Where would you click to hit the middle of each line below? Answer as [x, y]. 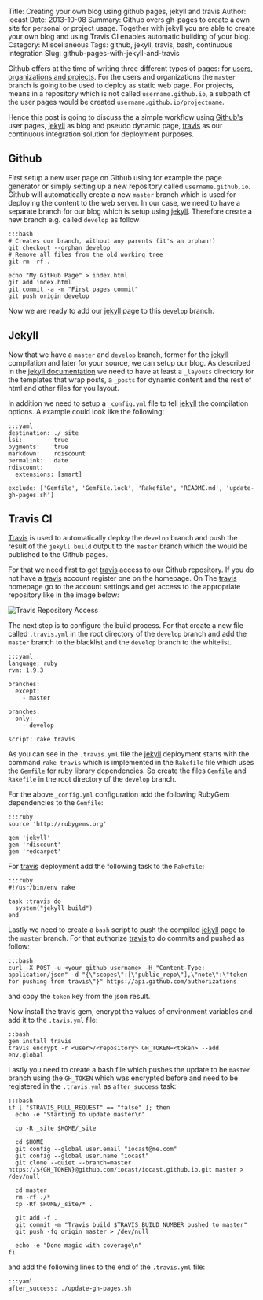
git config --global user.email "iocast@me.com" [96, 1150]
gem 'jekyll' [29, 838]
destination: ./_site [44, 433]
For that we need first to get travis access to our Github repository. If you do [131, 570]
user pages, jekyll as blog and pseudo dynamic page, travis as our [115, 126]
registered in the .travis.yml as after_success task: [92, 1086]
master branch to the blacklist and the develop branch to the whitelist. [120, 642]
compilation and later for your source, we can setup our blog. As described [130, 362]
